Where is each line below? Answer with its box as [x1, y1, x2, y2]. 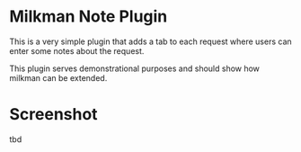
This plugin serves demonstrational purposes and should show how [9, 63, 261, 74]
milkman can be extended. [9, 72, 108, 83]
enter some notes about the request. [9, 45, 145, 56]
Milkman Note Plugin [9, 6, 168, 27]
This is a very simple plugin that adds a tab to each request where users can [9, 36, 292, 47]
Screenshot [9, 104, 98, 125]
